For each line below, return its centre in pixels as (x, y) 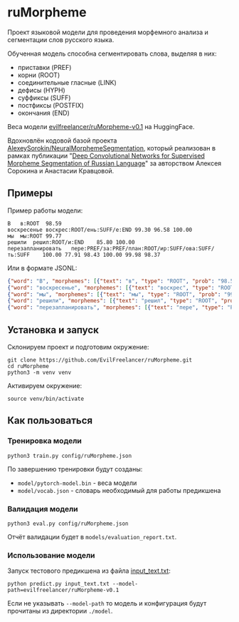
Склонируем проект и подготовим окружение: (78, 347)
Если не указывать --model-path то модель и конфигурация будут (107, 603)
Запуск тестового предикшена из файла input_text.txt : (89, 571)
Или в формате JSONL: (42, 267)
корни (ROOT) (39, 75)
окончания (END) (43, 113)
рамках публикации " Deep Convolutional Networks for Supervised (106, 155)
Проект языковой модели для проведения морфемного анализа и (108, 32)
